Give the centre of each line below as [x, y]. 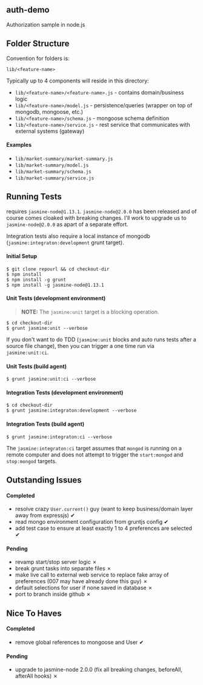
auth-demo [28, 10]
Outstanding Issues [44, 480]
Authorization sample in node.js [46, 24]
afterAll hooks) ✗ [36, 676]
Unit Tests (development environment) [56, 298]
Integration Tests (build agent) [45, 424]
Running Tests [34, 197]
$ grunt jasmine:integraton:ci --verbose [59, 437]
